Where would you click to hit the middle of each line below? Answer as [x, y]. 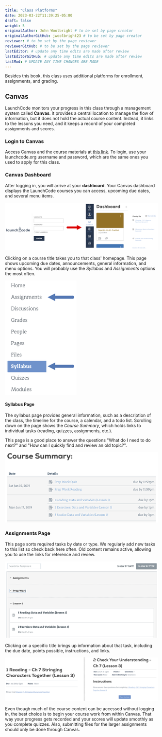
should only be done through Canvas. [42, 729]
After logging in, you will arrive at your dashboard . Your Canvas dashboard [80, 185]
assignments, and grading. [32, 81]
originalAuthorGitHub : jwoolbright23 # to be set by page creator [73, 36]
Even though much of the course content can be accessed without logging [80, 709]
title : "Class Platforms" [31, 10]
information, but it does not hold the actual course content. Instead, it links [79, 119]
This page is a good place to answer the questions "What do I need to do [78, 440]
